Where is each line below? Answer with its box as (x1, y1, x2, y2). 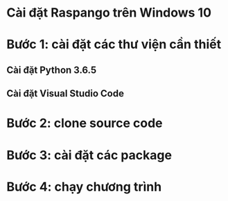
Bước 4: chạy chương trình (6, 179, 162, 195)
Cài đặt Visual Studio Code (6, 88, 125, 100)
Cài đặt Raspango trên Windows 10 (6, 5, 212, 21)
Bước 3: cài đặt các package (6, 147, 173, 163)
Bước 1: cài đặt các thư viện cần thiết (6, 37, 222, 53)
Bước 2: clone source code (6, 116, 164, 131)
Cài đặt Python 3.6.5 (6, 64, 97, 76)
